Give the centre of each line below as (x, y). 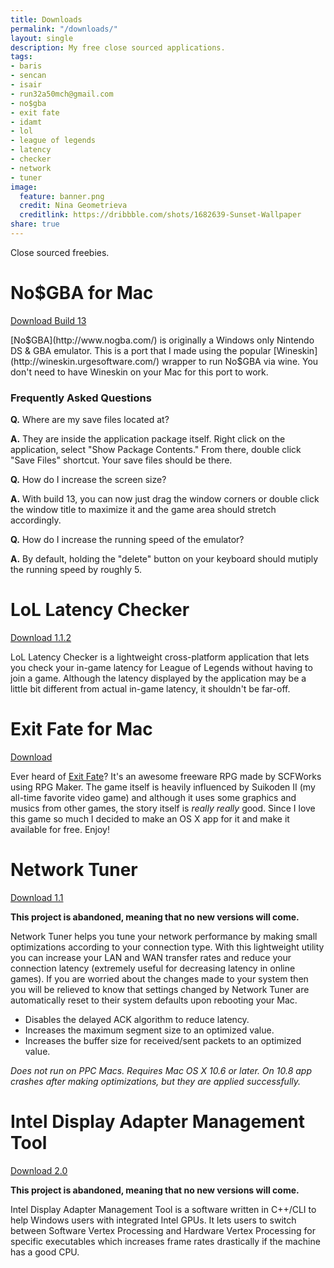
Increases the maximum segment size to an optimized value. (149, 1030)
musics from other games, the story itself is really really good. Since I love (163, 808)
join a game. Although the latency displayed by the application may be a (158, 678)
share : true (35, 224)
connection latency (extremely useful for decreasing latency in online (153, 968)
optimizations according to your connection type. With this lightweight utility (167, 947)
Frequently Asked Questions (81, 398)
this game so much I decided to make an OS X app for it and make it (150, 818)
